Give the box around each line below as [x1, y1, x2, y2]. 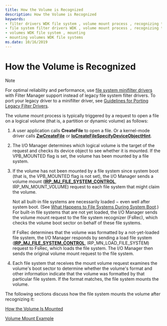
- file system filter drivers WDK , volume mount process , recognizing [5, 26, 159, 31]
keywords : [5, 16, 26, 21]
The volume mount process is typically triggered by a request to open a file [5, 112, 159, 118]
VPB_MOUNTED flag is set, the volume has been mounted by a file [12, 153, 149, 159]
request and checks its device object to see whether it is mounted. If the [12, 148, 161, 154]
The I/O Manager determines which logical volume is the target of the [12, 142, 155, 148]
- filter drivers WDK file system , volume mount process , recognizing [5, 21, 159, 26]
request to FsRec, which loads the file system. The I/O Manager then [12, 245, 153, 251]
